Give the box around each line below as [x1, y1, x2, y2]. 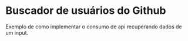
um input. [5, 29, 29, 36]
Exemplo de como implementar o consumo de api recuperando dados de [5, 23, 182, 30]
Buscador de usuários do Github [5, 4, 166, 17]
